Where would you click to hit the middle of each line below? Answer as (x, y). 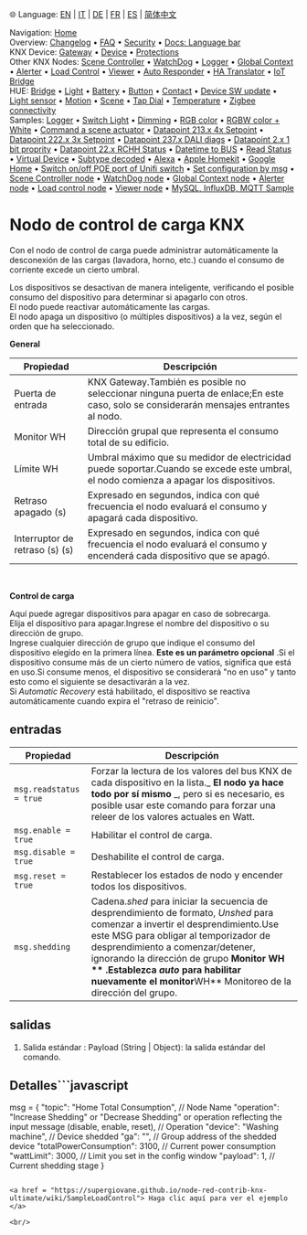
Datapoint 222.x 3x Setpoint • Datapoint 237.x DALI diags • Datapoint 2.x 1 (150, 139)
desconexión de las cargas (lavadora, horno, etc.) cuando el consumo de (147, 260)
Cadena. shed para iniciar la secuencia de (180, 901)
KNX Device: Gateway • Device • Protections (95, 52)
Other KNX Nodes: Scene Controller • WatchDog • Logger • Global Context (152, 62)
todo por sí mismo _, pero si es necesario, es (188, 793)
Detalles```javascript (69, 1086)
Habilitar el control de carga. (152, 835)
